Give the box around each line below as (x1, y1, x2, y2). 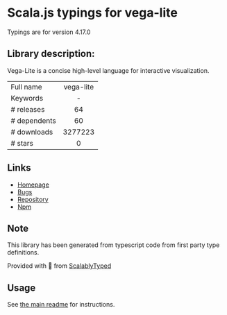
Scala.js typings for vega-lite (7, 5, 178, 21)
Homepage (17, 180, 50, 189)
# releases (10, 104, 45, 114)
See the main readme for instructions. (7, 300, 115, 309)
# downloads (10, 127, 53, 137)
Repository (17, 195, 49, 203)
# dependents (10, 116, 57, 126)
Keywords (10, 93, 44, 103)
